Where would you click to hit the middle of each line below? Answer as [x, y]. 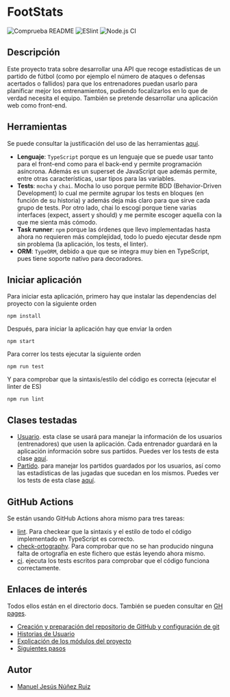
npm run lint [26, 399]
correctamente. [39, 568]
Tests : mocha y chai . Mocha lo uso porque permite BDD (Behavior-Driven [119, 186]
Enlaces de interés [47, 590]
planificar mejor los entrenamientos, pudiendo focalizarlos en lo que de [107, 90]
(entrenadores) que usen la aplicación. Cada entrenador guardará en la [117, 444]
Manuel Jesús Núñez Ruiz [54, 686]
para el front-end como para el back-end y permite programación [109, 164]
